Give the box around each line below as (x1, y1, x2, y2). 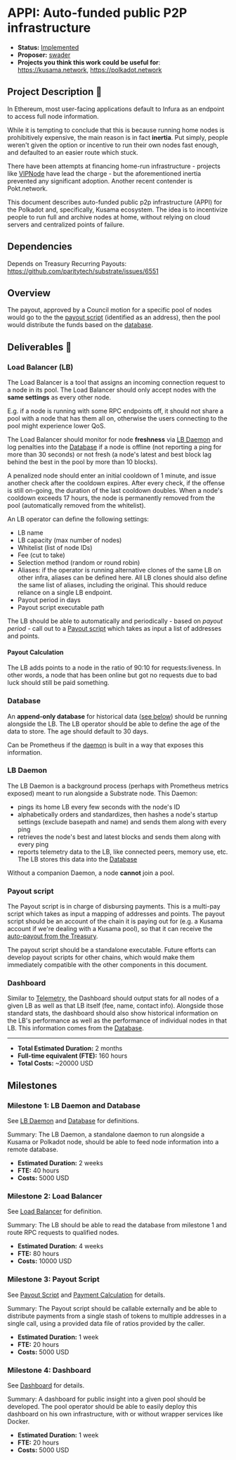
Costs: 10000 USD (17, 1257, 72, 1265)
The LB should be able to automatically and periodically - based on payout (7, 617, 223, 625)
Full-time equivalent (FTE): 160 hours (17, 1051, 128, 1060)
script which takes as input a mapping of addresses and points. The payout (7, 909, 225, 918)
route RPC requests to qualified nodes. (7, 1229, 119, 1237)
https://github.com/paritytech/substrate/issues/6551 (7, 267, 159, 275)
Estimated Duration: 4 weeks (17, 1242, 104, 1250)
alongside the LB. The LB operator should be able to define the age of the (7, 719, 221, 728)
